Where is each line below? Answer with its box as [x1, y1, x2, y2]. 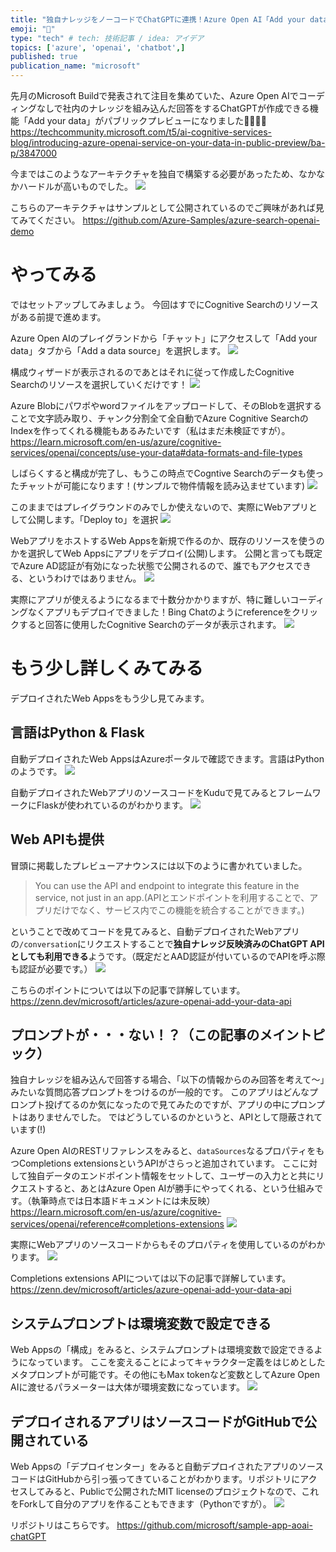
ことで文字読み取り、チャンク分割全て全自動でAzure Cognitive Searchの [10, 412, 309, 424]
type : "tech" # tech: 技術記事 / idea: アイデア [10, 33, 205, 43]
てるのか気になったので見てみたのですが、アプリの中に [62, 1099, 291, 1111]
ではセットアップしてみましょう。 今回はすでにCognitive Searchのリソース [10, 298, 320, 310]
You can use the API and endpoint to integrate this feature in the [34, 879, 300, 891]
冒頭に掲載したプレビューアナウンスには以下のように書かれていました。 [10, 859, 308, 871]
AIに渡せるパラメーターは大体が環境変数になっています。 [10, 1381, 245, 1393]
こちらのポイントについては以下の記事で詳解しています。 [10, 984, 246, 996]
